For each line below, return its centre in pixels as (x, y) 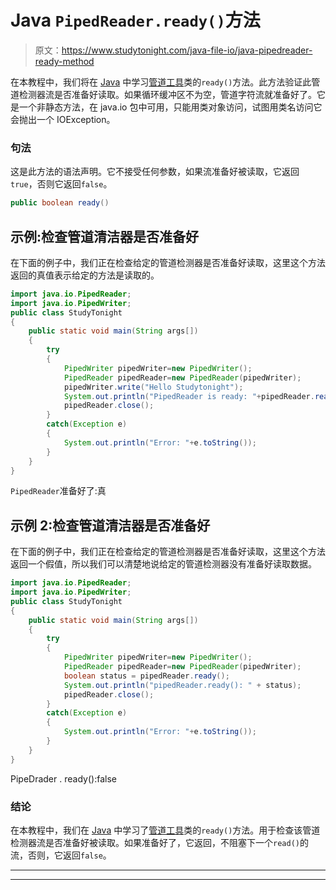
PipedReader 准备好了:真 (58, 491)
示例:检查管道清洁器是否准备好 (105, 236)
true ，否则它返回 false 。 (61, 184)
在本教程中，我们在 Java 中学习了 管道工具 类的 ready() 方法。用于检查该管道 (165, 830)
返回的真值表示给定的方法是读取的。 (85, 275)
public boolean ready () (60, 203)
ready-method (64, 61)
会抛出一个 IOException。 (63, 119)
